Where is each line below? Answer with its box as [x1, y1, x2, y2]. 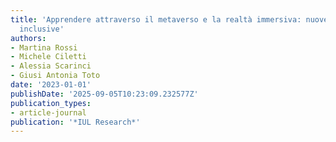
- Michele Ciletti [10, 52, 87, 62]
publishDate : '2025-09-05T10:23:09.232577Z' [10, 89, 199, 99]
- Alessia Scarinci [10, 61, 92, 71]
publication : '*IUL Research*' [10, 117, 141, 127]
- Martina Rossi [10, 42, 78, 53]
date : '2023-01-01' [10, 80, 92, 90]
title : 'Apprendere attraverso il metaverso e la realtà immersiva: [10, 14, 302, 25]
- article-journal [10, 107, 87, 118]
